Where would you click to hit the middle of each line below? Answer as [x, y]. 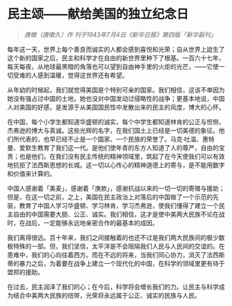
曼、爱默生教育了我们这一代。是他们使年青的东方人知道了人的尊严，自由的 [113, 147]
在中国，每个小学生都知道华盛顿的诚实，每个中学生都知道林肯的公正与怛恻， [116, 122]
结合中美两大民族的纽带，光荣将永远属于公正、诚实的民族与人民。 [107, 295]
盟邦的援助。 [25, 272]
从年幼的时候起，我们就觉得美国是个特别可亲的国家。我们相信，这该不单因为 [116, 90]
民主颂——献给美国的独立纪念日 [98, 14]
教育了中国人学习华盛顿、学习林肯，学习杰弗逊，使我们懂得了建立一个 [119, 205]
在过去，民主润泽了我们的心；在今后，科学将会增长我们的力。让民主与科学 [113, 287]
